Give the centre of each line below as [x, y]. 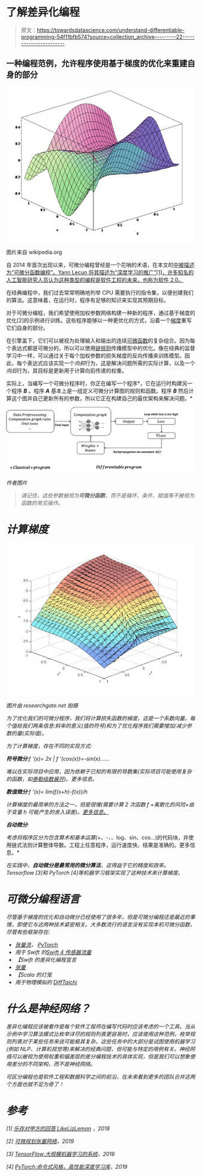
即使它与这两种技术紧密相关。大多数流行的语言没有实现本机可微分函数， [106, 925]
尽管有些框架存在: [28, 932]
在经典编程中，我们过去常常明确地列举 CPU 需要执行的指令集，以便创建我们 [100, 292]
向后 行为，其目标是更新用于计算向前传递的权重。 [67, 370]
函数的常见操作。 [42, 503]
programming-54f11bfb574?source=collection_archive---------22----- [108, 37]
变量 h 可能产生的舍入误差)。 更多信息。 [60, 812]
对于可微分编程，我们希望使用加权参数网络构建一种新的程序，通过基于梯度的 [101, 313]
